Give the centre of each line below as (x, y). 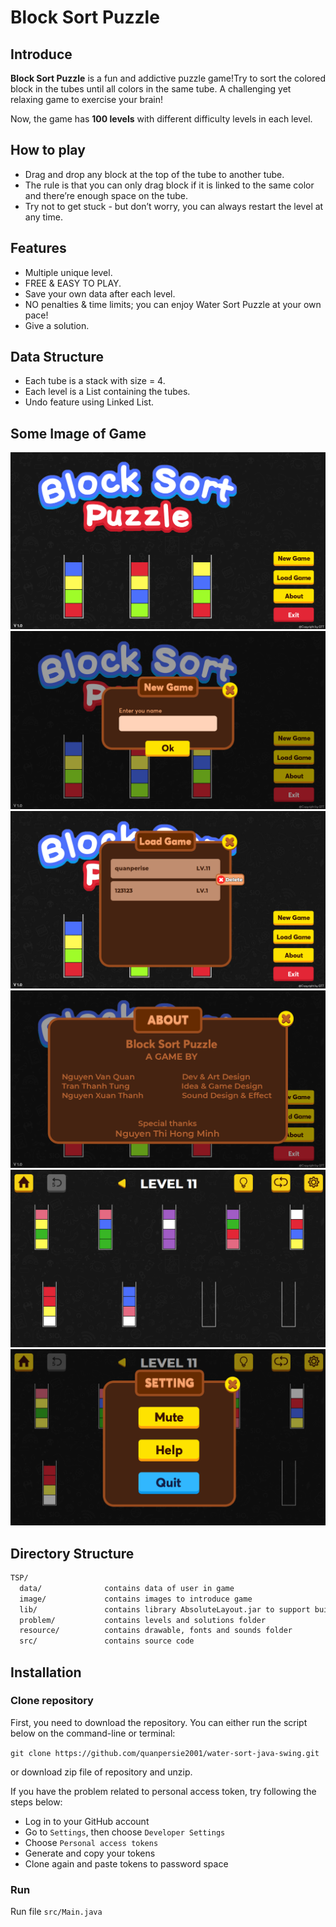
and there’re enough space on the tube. (106, 195)
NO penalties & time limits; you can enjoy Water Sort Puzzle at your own (173, 304)
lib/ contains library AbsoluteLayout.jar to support (165, 1609)
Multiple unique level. (68, 272)
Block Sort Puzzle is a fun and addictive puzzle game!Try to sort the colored (168, 78)
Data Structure (57, 357)
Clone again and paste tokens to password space (126, 1863)
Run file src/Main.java (56, 1912)
